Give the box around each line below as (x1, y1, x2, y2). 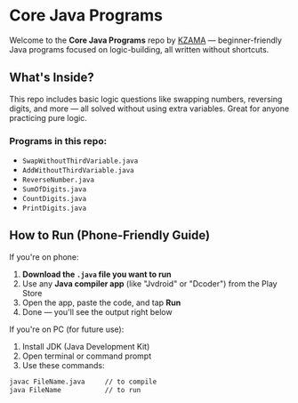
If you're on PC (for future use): (9, 324, 125, 334)
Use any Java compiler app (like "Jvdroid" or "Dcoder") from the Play (21, 278, 278, 289)
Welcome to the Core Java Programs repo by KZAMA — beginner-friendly (9, 35, 283, 45)
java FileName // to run (9, 385, 141, 394)
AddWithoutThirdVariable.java (21, 166, 135, 175)
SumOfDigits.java (21, 185, 87, 194)
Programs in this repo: (9, 134, 108, 147)
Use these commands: (21, 359, 105, 370)
